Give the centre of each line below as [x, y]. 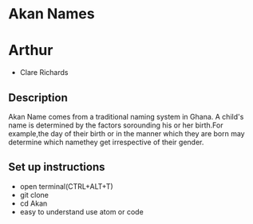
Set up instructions [57, 167]
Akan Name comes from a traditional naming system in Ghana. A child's [126, 116]
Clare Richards [44, 73]
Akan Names [51, 14]
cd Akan [34, 203]
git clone [34, 195]
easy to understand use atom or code [81, 211]
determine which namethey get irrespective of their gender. [106, 142]
